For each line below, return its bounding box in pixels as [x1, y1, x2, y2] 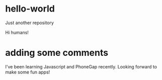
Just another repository [5, 20, 54, 26]
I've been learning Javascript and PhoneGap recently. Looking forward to [5, 63, 157, 69]
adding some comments [5, 47, 109, 58]
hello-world [5, 3, 55, 15]
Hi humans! [5, 29, 29, 35]
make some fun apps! [5, 69, 50, 75]
